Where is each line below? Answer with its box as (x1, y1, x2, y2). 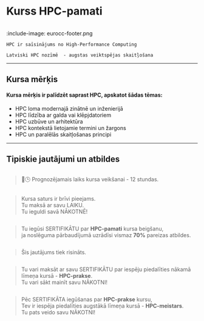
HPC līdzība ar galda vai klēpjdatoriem (15, 111, 111, 119)
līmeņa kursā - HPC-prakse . (21, 272, 93, 280)
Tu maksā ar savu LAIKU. (21, 202, 84, 209)
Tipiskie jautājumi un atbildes (6, 154, 120, 164)
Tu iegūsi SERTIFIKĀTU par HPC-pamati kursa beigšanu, (21, 225, 164, 232)
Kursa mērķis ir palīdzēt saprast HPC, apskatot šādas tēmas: (6, 91, 163, 98)
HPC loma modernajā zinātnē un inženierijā (15, 105, 123, 112)
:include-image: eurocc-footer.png (6, 29, 93, 37)
